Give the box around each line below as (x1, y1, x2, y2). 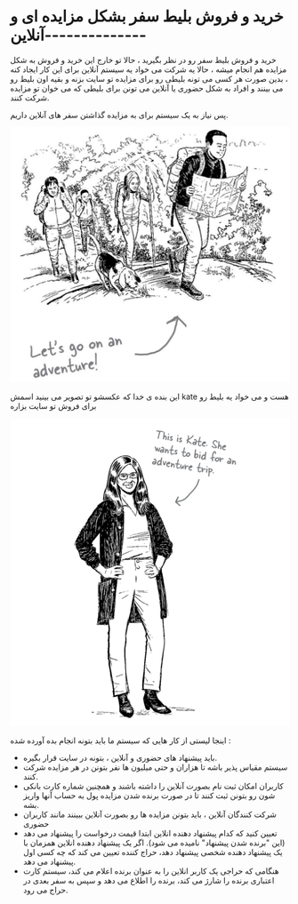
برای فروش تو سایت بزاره (10, 401, 97, 412)
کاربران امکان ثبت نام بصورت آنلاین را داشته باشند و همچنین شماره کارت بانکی (22, 780, 284, 792)
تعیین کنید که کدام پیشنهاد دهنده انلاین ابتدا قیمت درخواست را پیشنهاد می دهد (22, 828, 278, 839)
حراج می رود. (22, 884, 68, 895)
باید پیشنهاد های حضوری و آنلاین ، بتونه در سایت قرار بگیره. (22, 753, 218, 764)
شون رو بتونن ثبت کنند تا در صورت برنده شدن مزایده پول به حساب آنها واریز (22, 790, 276, 801)
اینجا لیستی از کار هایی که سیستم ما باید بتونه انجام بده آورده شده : (10, 735, 231, 746)
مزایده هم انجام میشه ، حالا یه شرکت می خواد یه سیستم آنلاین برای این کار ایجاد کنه (10, 64, 287, 75)
